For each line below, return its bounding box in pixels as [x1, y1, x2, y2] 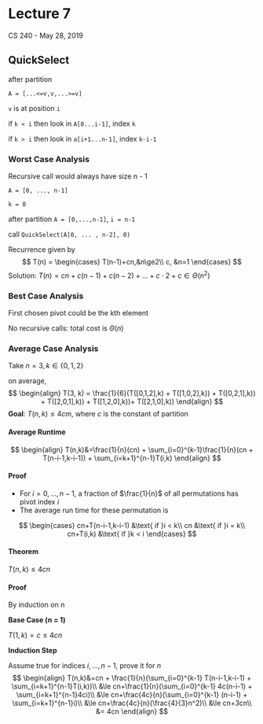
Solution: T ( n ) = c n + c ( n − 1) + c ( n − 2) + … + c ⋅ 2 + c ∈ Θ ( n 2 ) [8, 269, 210, 280]
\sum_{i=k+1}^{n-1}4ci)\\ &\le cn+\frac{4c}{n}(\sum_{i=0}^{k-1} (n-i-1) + [16, 690, 248, 700]
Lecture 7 [8, 5, 71, 23]
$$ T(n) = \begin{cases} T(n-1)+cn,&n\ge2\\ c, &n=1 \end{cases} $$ [22, 257, 242, 267]
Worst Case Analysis [8, 153, 90, 164]
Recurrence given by [8, 245, 76, 254]
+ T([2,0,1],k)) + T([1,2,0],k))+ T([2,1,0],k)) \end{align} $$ [40, 397, 224, 406]
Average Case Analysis [8, 343, 99, 354]
